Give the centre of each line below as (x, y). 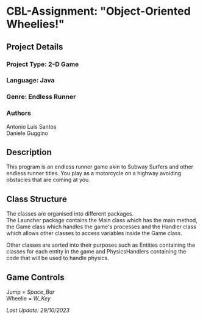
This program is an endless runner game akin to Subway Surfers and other (100, 167)
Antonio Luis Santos (31, 126)
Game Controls (36, 277)
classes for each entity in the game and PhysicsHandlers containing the (96, 252)
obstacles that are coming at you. (48, 180)
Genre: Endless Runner (41, 97)
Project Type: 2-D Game (43, 64)
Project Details (35, 47)
